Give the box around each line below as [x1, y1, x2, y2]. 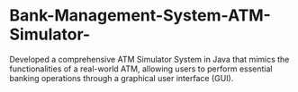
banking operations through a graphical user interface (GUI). [9, 72, 234, 83]
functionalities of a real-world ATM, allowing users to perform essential [9, 63, 273, 74]
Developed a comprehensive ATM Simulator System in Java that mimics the [9, 54, 290, 64]
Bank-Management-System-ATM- [9, 5, 272, 26]
